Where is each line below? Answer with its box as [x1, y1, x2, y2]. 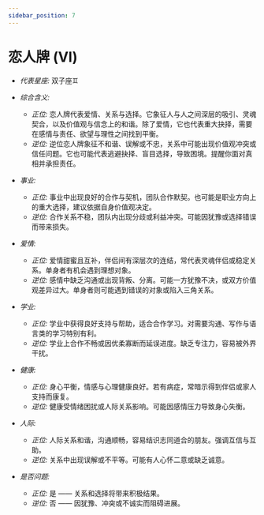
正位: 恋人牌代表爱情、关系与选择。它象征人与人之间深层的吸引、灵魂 [31, 109, 257, 118]
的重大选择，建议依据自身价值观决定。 [31, 202, 156, 212]
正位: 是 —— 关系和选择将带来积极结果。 [31, 488, 164, 498]
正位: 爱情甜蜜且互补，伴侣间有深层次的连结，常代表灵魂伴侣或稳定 [31, 255, 250, 265]
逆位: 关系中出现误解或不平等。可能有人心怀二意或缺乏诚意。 [31, 455, 229, 464]
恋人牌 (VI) [8, 48, 78, 66]
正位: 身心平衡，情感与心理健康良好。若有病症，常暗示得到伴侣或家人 [31, 382, 257, 391]
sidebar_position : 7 [8, 11, 76, 20]
